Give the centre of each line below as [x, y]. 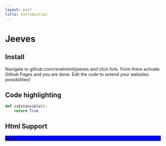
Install [15, 57]
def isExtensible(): [26, 106]
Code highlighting [33, 95]
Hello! [11, 138]
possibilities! [18, 79]
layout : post [19, 10]
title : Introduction [26, 14]
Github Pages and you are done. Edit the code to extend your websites [77, 74]
